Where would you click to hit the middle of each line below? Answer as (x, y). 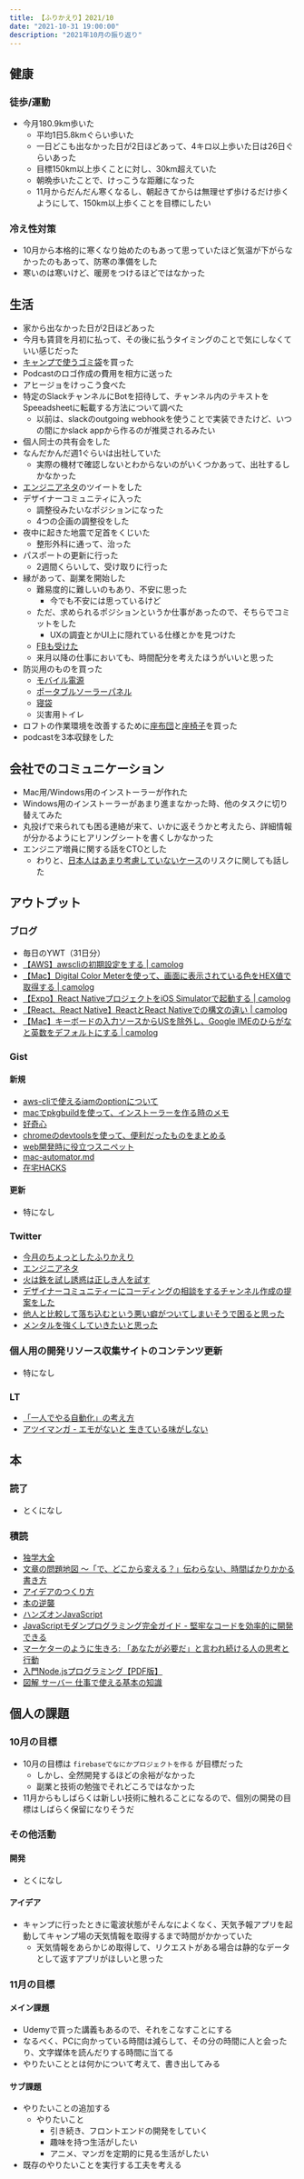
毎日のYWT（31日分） (64, 953)
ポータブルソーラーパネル (84, 692)
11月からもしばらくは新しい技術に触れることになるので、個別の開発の (153, 1797)
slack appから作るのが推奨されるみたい (142, 430)
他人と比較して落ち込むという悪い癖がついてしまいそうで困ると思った (153, 1314)
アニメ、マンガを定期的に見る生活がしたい (129, 2154)
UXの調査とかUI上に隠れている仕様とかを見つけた (143, 635)
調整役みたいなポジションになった (100, 510)
